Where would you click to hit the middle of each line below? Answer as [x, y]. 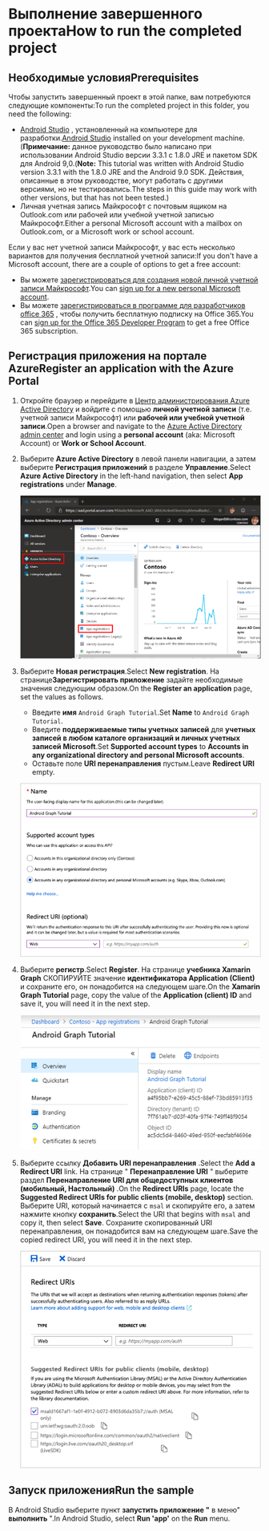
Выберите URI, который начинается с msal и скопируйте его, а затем [137, 1205]
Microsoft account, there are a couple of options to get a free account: [124, 264]
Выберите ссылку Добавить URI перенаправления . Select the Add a [137, 1163]
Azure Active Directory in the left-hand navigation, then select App [131, 476]
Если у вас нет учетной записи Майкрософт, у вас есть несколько [122, 247]
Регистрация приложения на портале [108, 356]
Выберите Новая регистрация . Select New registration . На [120, 671]
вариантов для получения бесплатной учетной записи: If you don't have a [133, 256]
